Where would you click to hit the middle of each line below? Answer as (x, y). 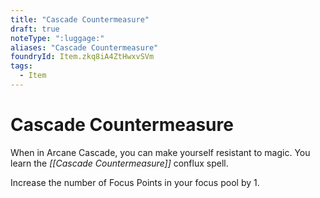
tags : (21, 66)
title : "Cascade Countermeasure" (80, 19)
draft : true (35, 29)
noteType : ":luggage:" (57, 38)
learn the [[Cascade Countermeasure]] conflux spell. (119, 163)
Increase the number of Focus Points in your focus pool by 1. (135, 182)
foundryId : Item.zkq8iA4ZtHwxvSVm (82, 57)
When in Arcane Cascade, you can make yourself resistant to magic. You (160, 152)
